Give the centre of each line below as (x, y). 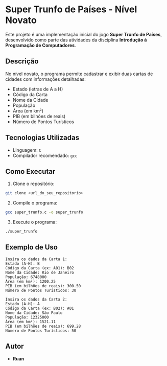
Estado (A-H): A (22, 304)
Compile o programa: (35, 203)
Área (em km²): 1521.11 (31, 322)
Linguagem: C (27, 150)
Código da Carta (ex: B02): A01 (40, 308)
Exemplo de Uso (31, 247)
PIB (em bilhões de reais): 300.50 (43, 286)
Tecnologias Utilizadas (42, 138)
